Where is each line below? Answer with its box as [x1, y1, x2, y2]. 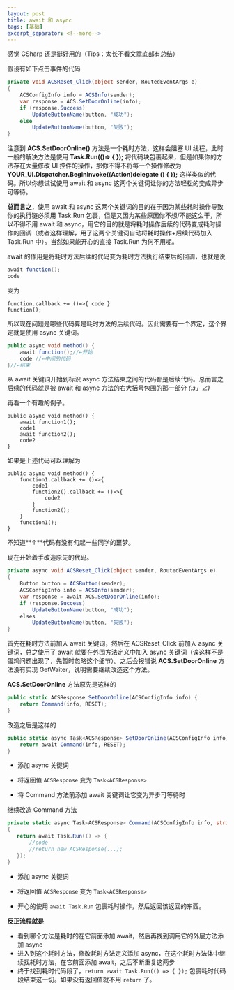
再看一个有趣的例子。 [7, 399, 68, 407]
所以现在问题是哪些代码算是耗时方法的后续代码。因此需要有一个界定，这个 [7, 319, 221, 328]
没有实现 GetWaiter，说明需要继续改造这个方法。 [13, 665, 154, 674]
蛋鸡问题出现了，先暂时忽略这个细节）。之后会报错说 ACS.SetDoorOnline [7, 657, 217, 665]
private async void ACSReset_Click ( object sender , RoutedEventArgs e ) [7, 567, 217, 574]
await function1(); [19, 418, 77, 426]
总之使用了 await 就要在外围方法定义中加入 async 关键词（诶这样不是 [25, 648, 224, 657]
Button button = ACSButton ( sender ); [19, 581, 127, 588]
